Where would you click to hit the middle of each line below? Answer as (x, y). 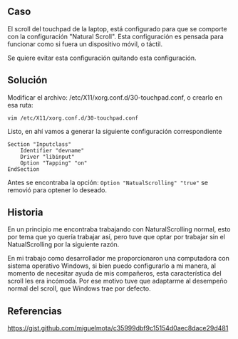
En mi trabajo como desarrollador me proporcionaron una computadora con (118, 259)
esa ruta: (20, 105)
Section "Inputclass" (40, 144)
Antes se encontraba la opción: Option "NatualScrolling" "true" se (108, 182)
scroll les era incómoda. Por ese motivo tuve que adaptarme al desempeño (118, 281)
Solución (27, 80)
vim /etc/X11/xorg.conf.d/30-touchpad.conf (73, 118)
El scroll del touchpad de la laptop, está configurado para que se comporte (117, 28)
